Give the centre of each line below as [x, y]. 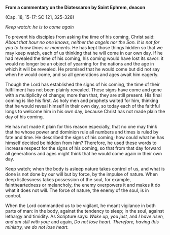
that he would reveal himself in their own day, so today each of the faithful [83, 106]
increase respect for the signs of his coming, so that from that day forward [83, 148]
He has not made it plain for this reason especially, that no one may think [81, 127]
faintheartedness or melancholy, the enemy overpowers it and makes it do [83, 185]
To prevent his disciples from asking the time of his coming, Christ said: [80, 37]
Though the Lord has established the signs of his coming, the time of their [82, 84]
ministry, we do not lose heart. [37, 227]
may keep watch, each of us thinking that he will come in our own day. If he [84, 53]
